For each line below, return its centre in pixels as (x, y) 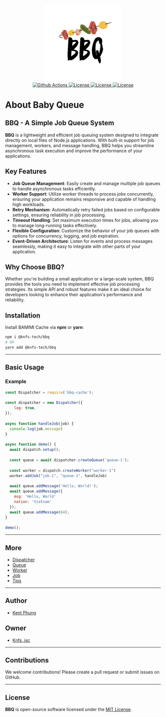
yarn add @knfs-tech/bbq (31, 348)
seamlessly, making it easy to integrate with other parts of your (76, 246)
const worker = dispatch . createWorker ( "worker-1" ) (63, 471)
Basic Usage (25, 368)
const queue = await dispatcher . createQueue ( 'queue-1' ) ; (69, 460)
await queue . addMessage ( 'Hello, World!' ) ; (54, 486)
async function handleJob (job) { (40, 424)
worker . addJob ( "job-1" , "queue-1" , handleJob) (58, 476)
